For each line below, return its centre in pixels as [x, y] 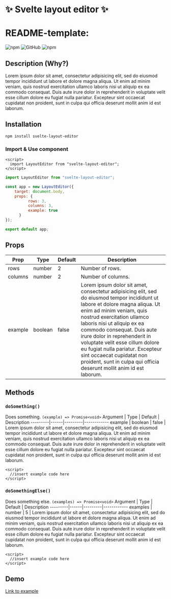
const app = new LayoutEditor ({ [39, 187]
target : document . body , [40, 191]
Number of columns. [105, 276]
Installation [23, 125]
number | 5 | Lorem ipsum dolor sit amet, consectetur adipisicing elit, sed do [85, 512]
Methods [20, 393]
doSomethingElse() [28, 491]
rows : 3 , [37, 201]
